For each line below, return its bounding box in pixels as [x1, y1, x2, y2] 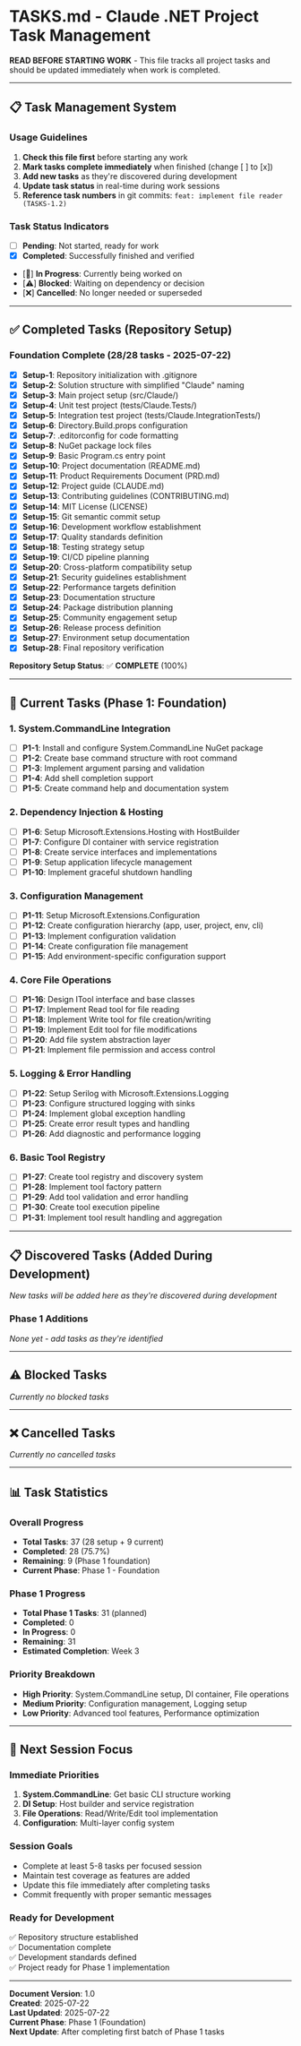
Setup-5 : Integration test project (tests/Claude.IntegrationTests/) [21, 409, 262, 420]
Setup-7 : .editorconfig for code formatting [21, 430, 179, 441]
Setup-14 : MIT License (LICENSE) [21, 501, 149, 511]
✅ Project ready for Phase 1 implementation [9, 1962, 170, 1973]
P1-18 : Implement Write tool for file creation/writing [21, 1014, 211, 1025]
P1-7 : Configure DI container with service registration [21, 836, 219, 847]
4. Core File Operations [9, 974, 112, 986]
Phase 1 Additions [9, 1312, 89, 1325]
